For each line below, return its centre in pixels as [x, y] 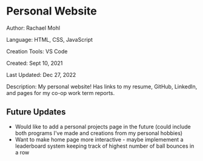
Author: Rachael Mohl [33, 28]
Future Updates [36, 112]
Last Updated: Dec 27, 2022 [41, 74]
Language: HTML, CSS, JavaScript [49, 39]
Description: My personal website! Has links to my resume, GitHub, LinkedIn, [102, 87]
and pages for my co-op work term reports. [61, 93]
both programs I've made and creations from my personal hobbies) [99, 133]
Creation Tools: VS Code [37, 51]
